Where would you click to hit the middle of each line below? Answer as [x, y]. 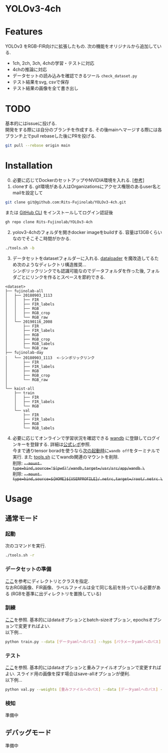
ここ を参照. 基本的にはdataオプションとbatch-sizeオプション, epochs [77, 619]
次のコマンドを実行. [26, 546]
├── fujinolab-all [24, 291]
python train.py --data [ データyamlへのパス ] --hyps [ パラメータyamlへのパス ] [83, 642]
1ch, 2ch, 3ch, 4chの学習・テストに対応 [53, 63]
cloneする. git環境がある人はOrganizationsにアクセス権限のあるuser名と [87, 186]
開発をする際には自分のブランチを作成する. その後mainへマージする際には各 [84, 130]
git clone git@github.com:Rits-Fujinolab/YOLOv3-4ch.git [66, 202]
